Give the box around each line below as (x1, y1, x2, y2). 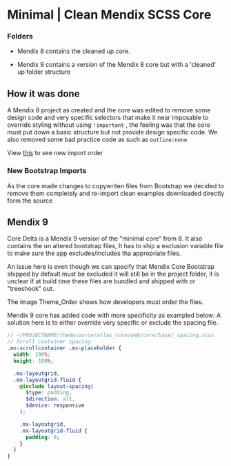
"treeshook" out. (7, 285, 54, 293)
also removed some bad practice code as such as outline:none (7, 135, 188, 144)
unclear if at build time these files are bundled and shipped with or (7, 277, 196, 285)
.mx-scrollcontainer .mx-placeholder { (7, 345, 122, 352)
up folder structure (17, 68, 71, 76)
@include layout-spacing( (19, 383, 94, 389)
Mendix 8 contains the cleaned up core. (17, 47, 131, 55)
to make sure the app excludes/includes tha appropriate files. (7, 249, 181, 258)
